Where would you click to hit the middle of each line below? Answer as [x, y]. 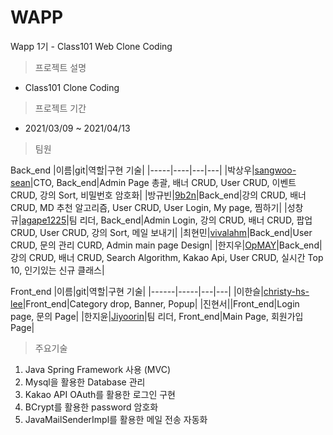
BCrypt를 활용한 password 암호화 [91, 407]
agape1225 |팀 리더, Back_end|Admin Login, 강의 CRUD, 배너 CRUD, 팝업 [167, 220]
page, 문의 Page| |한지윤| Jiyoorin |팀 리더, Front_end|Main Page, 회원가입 [157, 316]
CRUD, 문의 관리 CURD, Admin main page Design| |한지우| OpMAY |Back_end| [166, 245]
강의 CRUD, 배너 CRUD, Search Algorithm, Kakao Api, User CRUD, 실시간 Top [167, 257]
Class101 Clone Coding [72, 87]
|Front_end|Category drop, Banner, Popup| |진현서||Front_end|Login [161, 303]
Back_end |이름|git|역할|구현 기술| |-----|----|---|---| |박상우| [132, 170]
